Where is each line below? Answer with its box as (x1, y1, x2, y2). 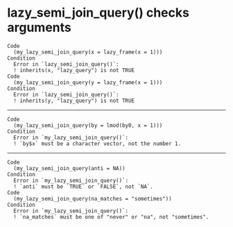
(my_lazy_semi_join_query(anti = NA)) (13, 165, 126, 171)
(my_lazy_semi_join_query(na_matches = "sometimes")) (13, 195, 172, 202)
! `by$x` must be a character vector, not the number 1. (13, 140, 182, 147)
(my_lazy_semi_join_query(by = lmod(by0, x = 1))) (13, 121, 163, 129)
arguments (7, 19, 71, 35)
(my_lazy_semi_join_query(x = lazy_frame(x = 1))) (13, 49, 163, 56)
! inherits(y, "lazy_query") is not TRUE (13, 97, 135, 104)
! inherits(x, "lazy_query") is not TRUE (13, 67, 135, 74)
